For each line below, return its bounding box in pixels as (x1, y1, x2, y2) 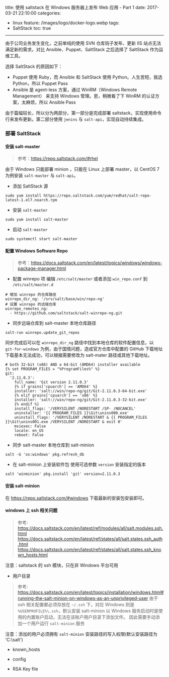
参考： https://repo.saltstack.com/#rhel (17, 155, 98, 162)
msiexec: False (14, 424, 46, 429)
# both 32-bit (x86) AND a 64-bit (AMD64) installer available (5, 362, 141, 367)
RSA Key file (12, 665, 39, 672)
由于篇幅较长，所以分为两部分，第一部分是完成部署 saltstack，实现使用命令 (5, 110, 162, 116)
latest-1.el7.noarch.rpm (5, 198, 57, 203)
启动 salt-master (12, 227, 48, 233)
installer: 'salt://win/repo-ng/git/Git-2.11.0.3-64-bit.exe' (14, 389, 147, 394)
